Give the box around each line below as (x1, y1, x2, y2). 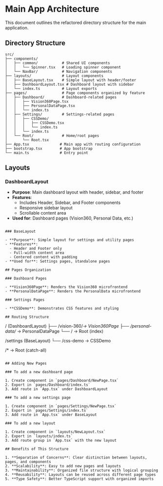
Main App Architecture (5, 3, 100, 15)
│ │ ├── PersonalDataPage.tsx (5, 103, 76, 108)
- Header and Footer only (9, 246, 62, 251)
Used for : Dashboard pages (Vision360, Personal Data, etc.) (12, 215, 133, 221)
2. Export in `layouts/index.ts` (5, 434, 73, 439)
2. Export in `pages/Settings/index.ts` (5, 408, 89, 413)
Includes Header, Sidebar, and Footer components (19, 199, 121, 206)
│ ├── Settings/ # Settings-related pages (5, 111, 115, 117)
